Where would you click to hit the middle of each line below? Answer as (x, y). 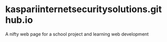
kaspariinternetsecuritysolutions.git (83, 9)
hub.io (19, 20)
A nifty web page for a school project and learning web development (77, 34)
